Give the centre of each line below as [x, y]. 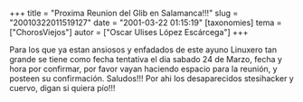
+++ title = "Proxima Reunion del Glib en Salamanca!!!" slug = [124, 13]
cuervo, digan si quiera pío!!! [62, 88]
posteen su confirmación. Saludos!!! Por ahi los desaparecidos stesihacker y [151, 79]
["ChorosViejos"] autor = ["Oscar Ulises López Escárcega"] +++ [129, 32]
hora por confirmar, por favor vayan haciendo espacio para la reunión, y [143, 69]
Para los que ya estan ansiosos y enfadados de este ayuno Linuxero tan [143, 50]
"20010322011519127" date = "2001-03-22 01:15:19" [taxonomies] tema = [146, 23]
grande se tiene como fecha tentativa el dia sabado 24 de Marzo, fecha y [146, 59]
